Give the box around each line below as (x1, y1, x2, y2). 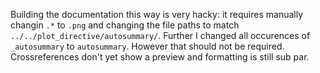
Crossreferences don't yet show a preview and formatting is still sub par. (10, 51, 310, 63)
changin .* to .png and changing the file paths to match (10, 19, 240, 31)
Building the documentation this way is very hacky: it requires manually (10, 9, 304, 20)
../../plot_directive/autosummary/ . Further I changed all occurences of (10, 30, 311, 41)
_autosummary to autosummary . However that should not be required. (10, 40, 285, 52)
